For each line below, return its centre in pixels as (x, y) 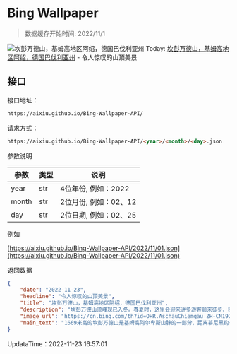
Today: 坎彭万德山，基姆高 (184, 48)
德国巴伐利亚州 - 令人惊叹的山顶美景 (84, 57)
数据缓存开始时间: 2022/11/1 (65, 33)
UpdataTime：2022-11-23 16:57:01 (57, 343)
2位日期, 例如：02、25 (98, 215)
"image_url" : (39, 316)
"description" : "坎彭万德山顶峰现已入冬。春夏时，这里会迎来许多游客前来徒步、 (124, 309)
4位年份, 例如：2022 (95, 189)
